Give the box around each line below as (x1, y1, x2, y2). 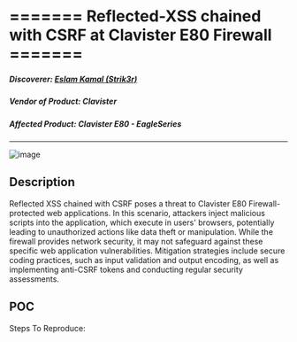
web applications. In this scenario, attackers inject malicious (46, 207, 265, 218)
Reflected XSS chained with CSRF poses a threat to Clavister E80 (9, 198, 247, 209)
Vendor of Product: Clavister (9, 96, 118, 107)
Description (9, 175, 75, 190)
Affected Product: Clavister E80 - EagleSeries (9, 118, 182, 129)
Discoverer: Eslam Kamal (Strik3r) (9, 74, 138, 84)
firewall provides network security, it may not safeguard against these (9, 236, 263, 246)
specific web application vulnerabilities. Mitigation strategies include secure (9, 245, 286, 256)
